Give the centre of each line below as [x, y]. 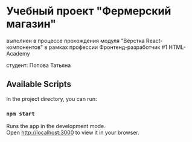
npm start [21, 114]
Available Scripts [39, 84]
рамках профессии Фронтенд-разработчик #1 [108, 47]
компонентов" [25, 47]
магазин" [31, 24]
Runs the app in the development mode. [56, 126]
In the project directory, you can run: [52, 98]
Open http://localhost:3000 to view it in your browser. [73, 133]
